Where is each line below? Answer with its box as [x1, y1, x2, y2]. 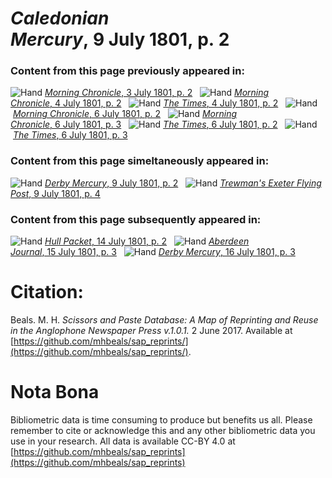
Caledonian [10, 7, 110, 30]
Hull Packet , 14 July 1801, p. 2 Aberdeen [44, 235, 250, 247]
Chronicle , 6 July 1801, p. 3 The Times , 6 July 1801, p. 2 [10, 118, 278, 131]
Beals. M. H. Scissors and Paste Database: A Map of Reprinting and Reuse [10, 314, 319, 326]
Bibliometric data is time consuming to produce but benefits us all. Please [10, 413, 313, 426]
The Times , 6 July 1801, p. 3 [12, 129, 128, 141]
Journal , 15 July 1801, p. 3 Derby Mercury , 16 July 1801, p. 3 [10, 246, 296, 258]
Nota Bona [10, 381, 100, 404]
